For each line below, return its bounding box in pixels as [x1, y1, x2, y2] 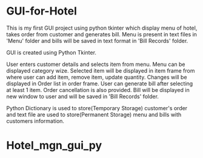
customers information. [6, 117, 65, 125]
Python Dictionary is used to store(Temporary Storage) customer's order [6, 104, 188, 111]
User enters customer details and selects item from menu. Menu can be [6, 61, 186, 68]
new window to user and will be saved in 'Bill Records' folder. [6, 93, 159, 100]
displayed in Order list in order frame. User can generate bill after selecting [6, 80, 193, 87]
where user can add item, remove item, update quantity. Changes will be [6, 73, 187, 81]
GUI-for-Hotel [6, 4, 77, 18]
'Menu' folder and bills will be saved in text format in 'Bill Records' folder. [6, 37, 188, 44]
